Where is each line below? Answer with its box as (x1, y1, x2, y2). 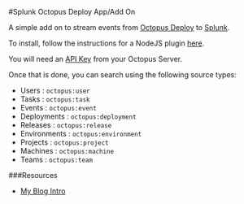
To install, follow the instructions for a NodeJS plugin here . (8, 38, 205, 48)
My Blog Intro (20, 186, 66, 196)
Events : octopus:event (20, 103, 98, 112)
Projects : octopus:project (20, 137, 109, 147)
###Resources (8, 171, 59, 180)
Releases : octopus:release (20, 120, 112, 129)
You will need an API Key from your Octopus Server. (8, 54, 183, 63)
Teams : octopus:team (20, 154, 94, 164)
